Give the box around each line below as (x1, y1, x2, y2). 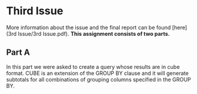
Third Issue (6, 4, 64, 18)
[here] (172, 24, 187, 31)
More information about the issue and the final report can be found (6, 24, 171, 31)
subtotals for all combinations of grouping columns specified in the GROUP (6, 76, 192, 83)
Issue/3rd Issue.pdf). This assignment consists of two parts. (17, 30, 170, 37)
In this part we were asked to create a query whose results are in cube (6, 63, 180, 70)
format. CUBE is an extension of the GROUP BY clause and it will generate (6, 70, 189, 77)
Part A (6, 48, 30, 58)
